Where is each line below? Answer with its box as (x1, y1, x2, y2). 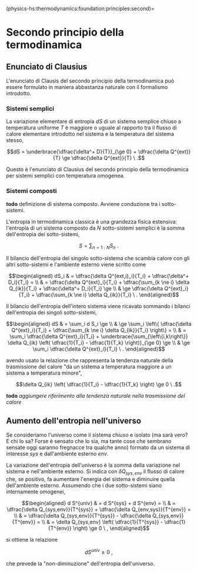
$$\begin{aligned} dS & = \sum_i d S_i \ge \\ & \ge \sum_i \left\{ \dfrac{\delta (6, 320, 192, 328)
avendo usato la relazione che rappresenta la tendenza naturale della (6, 357, 173, 364)
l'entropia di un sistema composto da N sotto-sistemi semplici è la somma (6, 224, 185, 231)
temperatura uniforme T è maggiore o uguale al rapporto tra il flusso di (6, 124, 178, 132)
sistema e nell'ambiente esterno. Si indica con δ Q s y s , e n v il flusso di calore (6, 468, 185, 476)
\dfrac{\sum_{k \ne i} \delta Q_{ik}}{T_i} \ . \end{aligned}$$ (36, 292, 179, 299)
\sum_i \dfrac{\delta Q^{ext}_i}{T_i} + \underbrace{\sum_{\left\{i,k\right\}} (9, 333, 188, 340)
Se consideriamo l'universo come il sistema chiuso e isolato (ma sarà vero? (6, 431, 188, 438)
